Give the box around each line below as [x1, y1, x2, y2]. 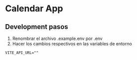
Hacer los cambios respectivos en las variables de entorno [12, 41, 132, 47]
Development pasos [5, 23, 68, 31]
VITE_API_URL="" [5, 50, 39, 55]
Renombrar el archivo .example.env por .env [12, 35, 103, 41]
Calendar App [5, 3, 63, 14]
